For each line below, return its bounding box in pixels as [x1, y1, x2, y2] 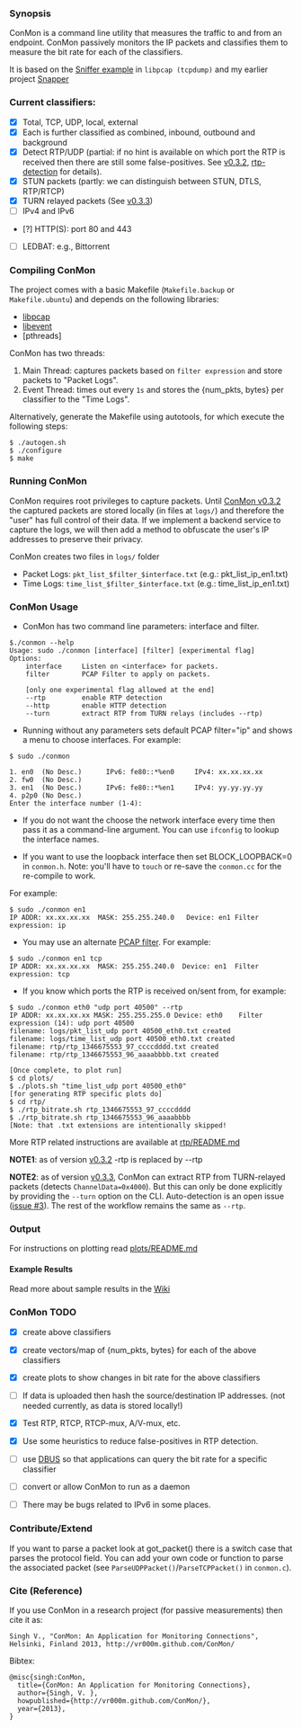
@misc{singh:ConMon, [9, 1672, 87, 1681]
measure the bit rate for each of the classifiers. [9, 47, 183, 58]
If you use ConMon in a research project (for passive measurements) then [9, 1604, 283, 1616]
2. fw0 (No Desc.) [9, 775, 83, 784]
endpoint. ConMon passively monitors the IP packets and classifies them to [9, 37, 289, 48]
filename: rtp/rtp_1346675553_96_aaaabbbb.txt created [9, 1050, 219, 1059]
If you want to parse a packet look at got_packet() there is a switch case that [9, 1543, 293, 1554]
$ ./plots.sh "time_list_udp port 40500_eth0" [9, 1082, 187, 1091]
